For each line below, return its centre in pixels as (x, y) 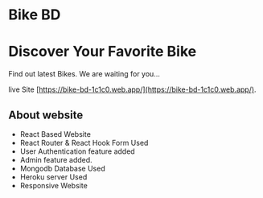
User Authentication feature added (77, 151)
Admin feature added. (56, 159)
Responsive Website (54, 185)
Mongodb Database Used (63, 168)
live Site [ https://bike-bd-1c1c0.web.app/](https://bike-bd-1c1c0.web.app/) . (132, 89)
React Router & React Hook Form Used (84, 142)
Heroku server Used (53, 177)
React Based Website (55, 134)
